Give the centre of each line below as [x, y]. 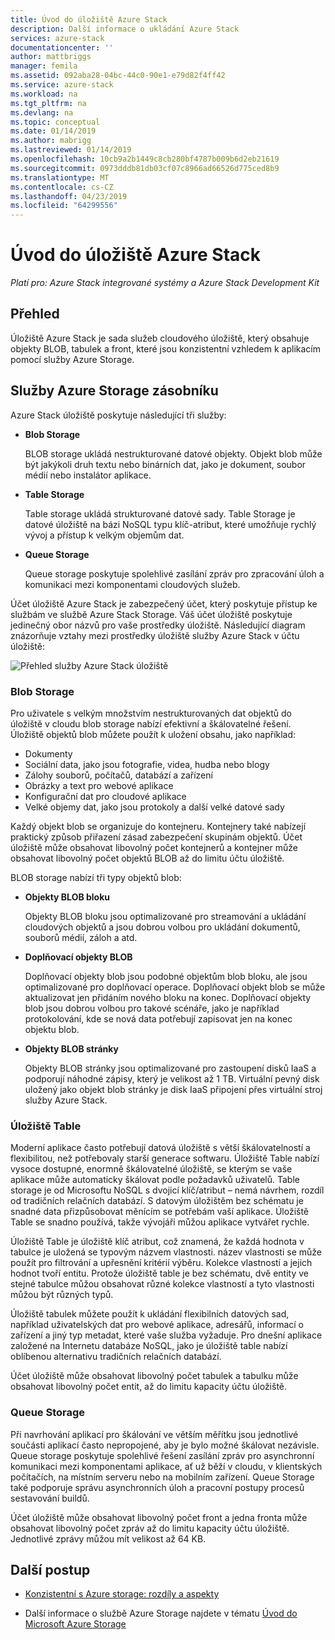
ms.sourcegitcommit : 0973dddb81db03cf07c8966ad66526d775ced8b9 [145, 168]
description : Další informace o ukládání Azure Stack [125, 29]
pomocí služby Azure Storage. [72, 359]
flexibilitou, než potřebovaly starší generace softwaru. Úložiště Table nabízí [165, 1158]
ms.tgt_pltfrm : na [48, 103]
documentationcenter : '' [62, 47]
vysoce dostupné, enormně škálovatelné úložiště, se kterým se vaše [151, 1169]
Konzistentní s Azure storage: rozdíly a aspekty [122, 1594]
